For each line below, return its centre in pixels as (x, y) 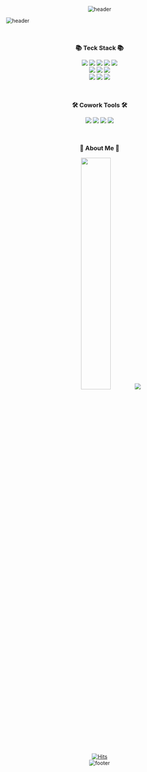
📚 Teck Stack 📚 (100, 48)
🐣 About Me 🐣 (100, 148)
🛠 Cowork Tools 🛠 (100, 105)
